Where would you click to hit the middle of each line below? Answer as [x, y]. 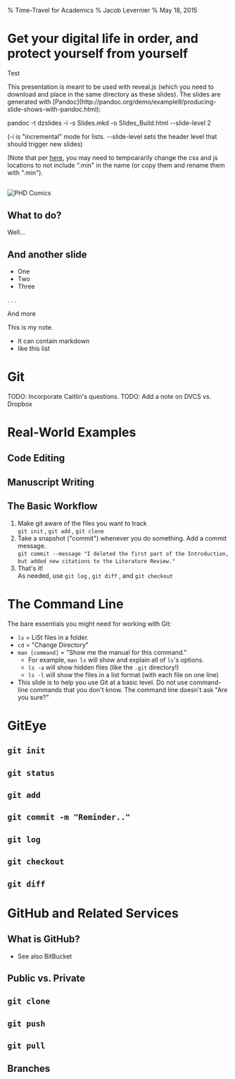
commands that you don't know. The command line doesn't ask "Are [128, 689]
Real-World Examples [72, 432]
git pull [26, 1046]
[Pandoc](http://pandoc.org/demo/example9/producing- [134, 101]
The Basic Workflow [52, 506]
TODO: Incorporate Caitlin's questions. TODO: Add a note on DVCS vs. [109, 396]
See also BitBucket [45, 956]
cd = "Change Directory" [53, 645]
